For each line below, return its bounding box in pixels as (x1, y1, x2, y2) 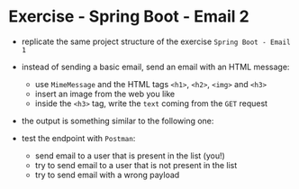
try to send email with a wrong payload (34, 169, 180, 180)
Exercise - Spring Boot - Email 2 (8, 6, 249, 27)
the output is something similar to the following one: (21, 115, 214, 126)
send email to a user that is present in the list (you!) (34, 150, 226, 161)
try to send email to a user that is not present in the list (34, 159, 238, 170)
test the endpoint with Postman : (21, 132, 136, 143)
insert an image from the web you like (34, 88, 176, 99)
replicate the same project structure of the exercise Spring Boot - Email (21, 36, 291, 47)
